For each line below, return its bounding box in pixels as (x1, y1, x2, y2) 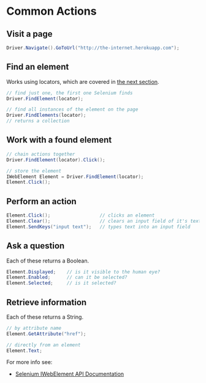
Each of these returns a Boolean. (6, 257, 90, 264)
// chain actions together (6, 151, 75, 157)
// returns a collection (6, 118, 70, 124)
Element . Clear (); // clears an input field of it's (6, 218, 188, 224)
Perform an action (6, 196, 77, 206)
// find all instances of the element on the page (6, 106, 139, 113)
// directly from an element (6, 341, 81, 348)
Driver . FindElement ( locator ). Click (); (6, 157, 105, 163)
